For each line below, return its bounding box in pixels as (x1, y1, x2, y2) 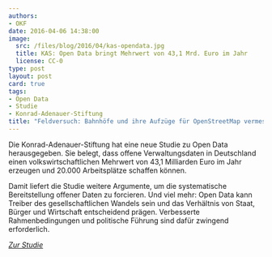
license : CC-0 (15, 58, 63, 66)
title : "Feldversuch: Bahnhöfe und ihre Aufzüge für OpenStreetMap (8, 118, 241, 126)
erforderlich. (8, 224, 50, 233)
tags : (8, 87, 27, 96)
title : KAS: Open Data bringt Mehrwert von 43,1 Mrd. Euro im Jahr (15, 49, 249, 58)
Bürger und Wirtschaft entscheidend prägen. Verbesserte (8, 207, 201, 216)
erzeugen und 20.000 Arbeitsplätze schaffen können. (8, 165, 187, 175)
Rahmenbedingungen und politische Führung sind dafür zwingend (8, 216, 229, 225)
